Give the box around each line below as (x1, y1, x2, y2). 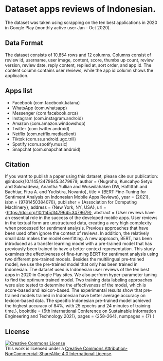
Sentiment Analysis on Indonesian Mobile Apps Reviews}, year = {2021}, (5, 194, 150, 200)
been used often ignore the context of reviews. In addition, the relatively (5, 230, 149, 236)
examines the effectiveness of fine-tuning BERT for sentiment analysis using (5, 251, 158, 257)
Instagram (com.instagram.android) (12, 115, 84, 121)
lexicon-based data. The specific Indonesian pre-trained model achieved (5, 298, 151, 303)
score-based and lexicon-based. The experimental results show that (5, 287, 143, 293)
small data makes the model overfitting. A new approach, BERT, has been (5, 236, 152, 241)
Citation (5, 160, 30, 169)
